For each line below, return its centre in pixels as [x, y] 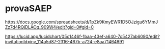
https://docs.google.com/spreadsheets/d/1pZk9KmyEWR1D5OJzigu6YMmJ [82, 22]
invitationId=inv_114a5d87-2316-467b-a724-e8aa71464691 [65, 41]
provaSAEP [28, 8]
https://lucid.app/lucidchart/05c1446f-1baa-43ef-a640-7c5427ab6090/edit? [82, 36]
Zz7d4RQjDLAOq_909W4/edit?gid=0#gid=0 [50, 27]
